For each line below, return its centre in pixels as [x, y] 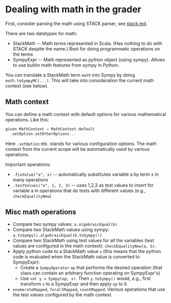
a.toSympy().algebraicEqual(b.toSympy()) [57, 236]
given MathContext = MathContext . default [50, 129]
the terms [23, 54]
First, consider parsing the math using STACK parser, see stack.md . [76, 24]
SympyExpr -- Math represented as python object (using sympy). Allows [89, 59]
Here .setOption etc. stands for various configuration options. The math [81, 144]
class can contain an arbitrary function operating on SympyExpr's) [90, 273]
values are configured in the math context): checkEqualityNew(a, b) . [84, 246]
